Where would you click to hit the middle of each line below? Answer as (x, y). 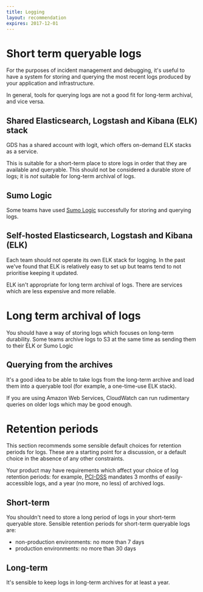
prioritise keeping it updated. (42, 273)
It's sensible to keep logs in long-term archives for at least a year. (88, 582)
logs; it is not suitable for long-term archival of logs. (71, 176)
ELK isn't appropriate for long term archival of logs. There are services (95, 285)
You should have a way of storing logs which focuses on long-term (90, 332)
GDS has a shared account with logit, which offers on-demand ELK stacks (99, 145)
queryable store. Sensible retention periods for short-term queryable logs (98, 524)
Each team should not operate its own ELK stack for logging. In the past (96, 260)
